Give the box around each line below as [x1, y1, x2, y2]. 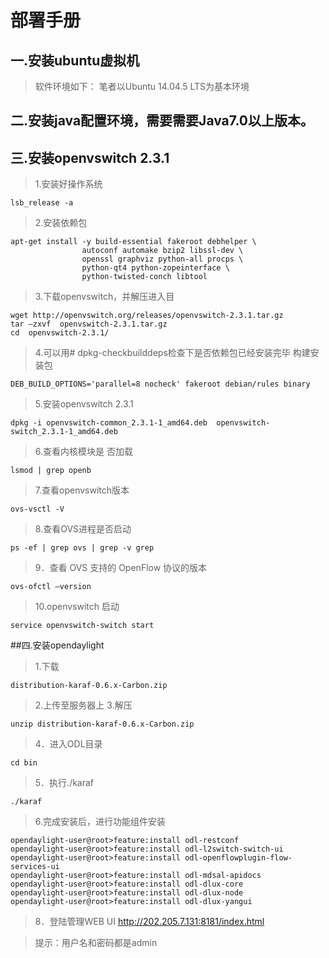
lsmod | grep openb [10, 466, 92, 476]
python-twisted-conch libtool [81, 272, 208, 282]
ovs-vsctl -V [10, 504, 65, 515]
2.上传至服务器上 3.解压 [34, 699, 133, 711]
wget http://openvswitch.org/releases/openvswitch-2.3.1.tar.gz [10, 311, 284, 321]
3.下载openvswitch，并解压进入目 [34, 291, 175, 303]
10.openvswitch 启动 [34, 601, 120, 613]
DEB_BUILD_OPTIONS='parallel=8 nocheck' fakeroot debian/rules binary [10, 379, 311, 390]
